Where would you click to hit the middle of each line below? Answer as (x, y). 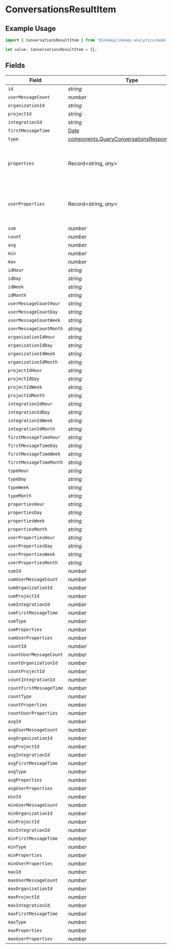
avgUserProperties (30, 788)
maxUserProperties (30, 939)
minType (17, 847)
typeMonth (20, 496)
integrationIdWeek (30, 420)
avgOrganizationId (30, 738)
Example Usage (31, 29)
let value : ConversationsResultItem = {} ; (51, 49)
